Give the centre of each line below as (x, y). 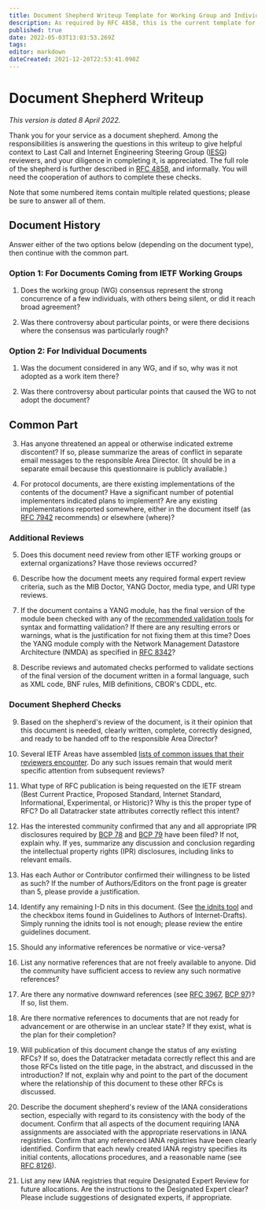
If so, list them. (44, 1002)
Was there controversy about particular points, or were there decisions (135, 322)
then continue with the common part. (69, 253)
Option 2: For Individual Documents (78, 351)
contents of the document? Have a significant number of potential (127, 492)
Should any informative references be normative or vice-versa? (123, 947)
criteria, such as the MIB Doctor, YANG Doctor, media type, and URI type (138, 587)
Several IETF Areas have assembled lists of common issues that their (132, 754)
